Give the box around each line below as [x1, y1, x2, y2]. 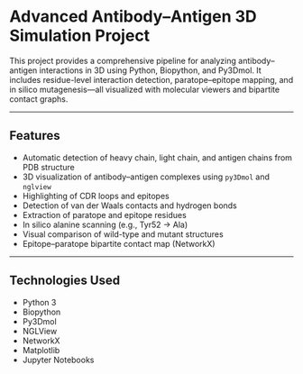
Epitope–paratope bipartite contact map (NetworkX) [22, 238, 216, 249]
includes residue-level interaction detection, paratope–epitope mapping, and [9, 74, 294, 85]
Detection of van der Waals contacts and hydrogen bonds [22, 200, 237, 211]
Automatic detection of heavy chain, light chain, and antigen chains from [22, 151, 293, 163]
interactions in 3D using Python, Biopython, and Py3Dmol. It [39, 65, 262, 76]
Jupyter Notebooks [22, 354, 95, 365]
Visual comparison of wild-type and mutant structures [22, 228, 224, 240]
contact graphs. [9, 93, 69, 105]
